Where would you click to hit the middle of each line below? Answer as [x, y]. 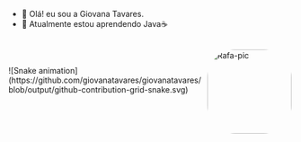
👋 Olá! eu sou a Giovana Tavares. [83, 14]
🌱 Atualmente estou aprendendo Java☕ [94, 24]
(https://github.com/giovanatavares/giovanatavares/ [105, 80]
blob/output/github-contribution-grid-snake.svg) [98, 90]
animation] [58, 71]
